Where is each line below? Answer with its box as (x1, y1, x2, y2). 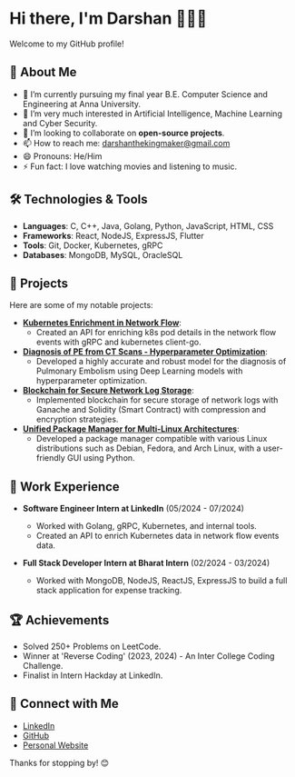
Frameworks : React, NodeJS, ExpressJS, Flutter (22, 230, 204, 241)
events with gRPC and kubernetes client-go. (35, 336, 202, 348)
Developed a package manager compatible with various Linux (35, 433, 268, 444)
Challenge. (22, 661, 64, 671)
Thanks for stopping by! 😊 (9, 757, 110, 768)
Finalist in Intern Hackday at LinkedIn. (22, 670, 163, 681)
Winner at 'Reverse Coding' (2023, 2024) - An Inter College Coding (22, 651, 275, 662)
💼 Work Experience (9, 479, 120, 494)
